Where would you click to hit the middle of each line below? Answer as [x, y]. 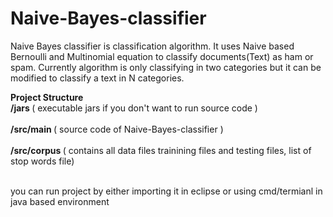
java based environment [60, 201]
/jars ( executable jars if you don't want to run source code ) [134, 108]
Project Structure [47, 97]
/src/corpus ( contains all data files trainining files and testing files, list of [161, 150]
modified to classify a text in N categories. [97, 78]
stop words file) [42, 161]
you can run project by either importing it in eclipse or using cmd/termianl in [166, 191]
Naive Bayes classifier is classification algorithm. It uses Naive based [152, 46]
